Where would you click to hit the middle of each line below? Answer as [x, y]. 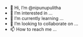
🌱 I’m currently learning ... [37, 18]
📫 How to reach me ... [33, 29]
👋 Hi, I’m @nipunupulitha [35, 8]
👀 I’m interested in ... [31, 13]
